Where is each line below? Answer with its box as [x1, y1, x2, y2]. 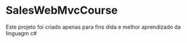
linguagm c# [5, 29, 37, 36]
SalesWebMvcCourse [5, 4, 118, 17]
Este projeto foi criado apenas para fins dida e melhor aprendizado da [5, 23, 181, 30]
